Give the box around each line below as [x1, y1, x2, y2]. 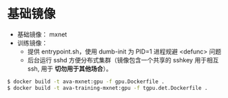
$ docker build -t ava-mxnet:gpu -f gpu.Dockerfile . [7, 78, 165, 85]
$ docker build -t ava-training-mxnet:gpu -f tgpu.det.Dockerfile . [7, 84, 208, 91]
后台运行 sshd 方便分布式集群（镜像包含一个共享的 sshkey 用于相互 [27, 56, 219, 64]
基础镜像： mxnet [17, 30, 68, 38]
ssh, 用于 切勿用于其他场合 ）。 [27, 64, 112, 73]
